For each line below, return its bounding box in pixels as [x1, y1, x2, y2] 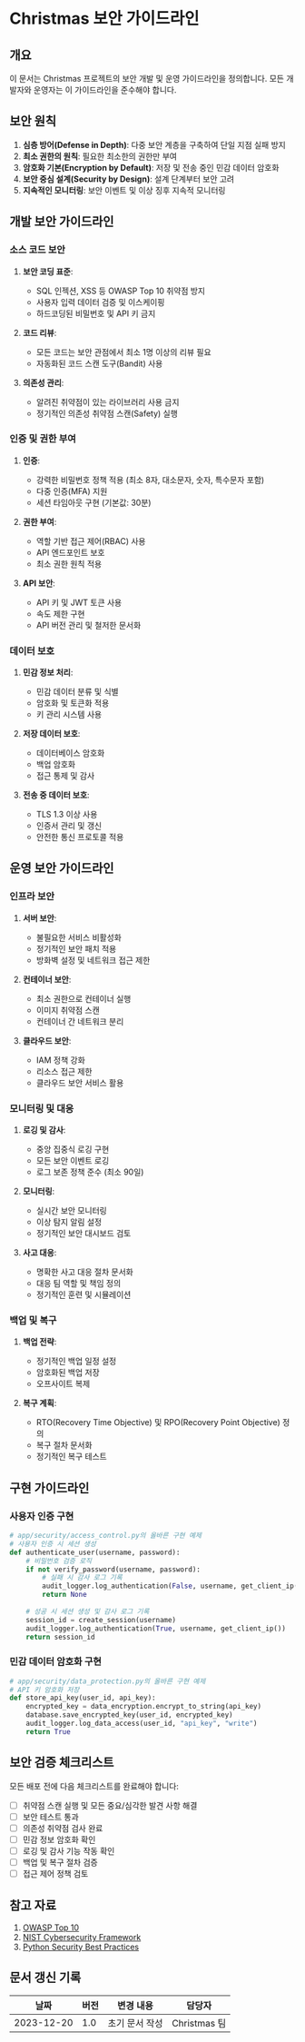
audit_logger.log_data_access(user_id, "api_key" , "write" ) [25, 1719, 258, 1729]
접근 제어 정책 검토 [22, 1869, 89, 1879]
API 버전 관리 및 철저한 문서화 [35, 620, 142, 630]
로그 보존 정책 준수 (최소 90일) [35, 1166, 144, 1177]
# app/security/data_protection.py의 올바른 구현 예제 [9, 1677, 206, 1686]
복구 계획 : [22, 1398, 57, 1409]
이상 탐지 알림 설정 [35, 1216, 103, 1227]
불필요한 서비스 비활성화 [35, 932, 123, 943]
